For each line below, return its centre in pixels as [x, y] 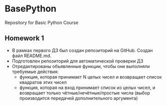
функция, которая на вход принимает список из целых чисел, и [87, 87]
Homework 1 [24, 38]
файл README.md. [31, 55]
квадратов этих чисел [43, 82]
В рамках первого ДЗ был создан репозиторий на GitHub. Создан [82, 50]
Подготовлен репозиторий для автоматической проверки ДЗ [77, 61]
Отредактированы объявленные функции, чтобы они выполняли [81, 66]
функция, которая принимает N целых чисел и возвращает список [90, 77]
